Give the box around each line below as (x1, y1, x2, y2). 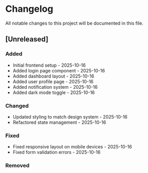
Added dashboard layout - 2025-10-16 (12, 73, 95, 79)
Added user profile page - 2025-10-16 (12, 78, 94, 85)
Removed (5, 162, 30, 169)
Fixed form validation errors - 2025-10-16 (12, 149, 101, 156)
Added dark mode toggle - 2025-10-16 (12, 89, 95, 95)
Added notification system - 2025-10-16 (12, 84, 98, 90)
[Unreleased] (5, 35, 49, 44)
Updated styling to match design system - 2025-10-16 (12, 113, 127, 120)
